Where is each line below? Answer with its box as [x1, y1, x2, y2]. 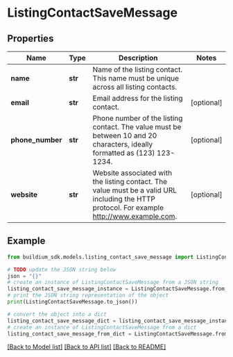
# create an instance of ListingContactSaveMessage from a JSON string [7, 279, 218, 286]
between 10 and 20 [92, 131, 157, 140]
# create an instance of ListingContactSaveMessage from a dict [7, 324, 197, 331]
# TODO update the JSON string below [7, 266, 116, 273]
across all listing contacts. [92, 82, 178, 92]
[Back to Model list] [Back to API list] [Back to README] [7, 342, 166, 351]
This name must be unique [92, 74, 179, 83]
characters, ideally [92, 140, 153, 149]
